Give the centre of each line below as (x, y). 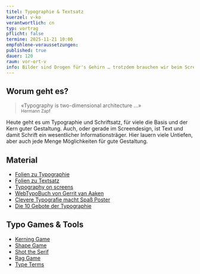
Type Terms (29, 264)
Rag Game (27, 258)
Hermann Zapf (35, 111)
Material (22, 160)
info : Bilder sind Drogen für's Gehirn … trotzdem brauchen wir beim (94, 67)
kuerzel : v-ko (24, 17)
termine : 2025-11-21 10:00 (40, 39)
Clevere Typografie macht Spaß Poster (62, 200)
